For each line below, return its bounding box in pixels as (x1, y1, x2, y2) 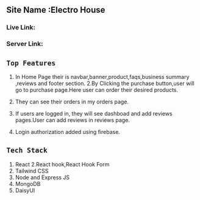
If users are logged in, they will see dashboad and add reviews (15, 110, 173, 117)
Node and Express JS (15, 174, 70, 181)
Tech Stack (6, 146, 48, 155)
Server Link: (6, 40, 43, 48)
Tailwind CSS (15, 167, 49, 174)
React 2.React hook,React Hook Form (15, 160, 110, 168)
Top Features (6, 58, 56, 67)
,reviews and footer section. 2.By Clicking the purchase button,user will (15, 80, 195, 87)
